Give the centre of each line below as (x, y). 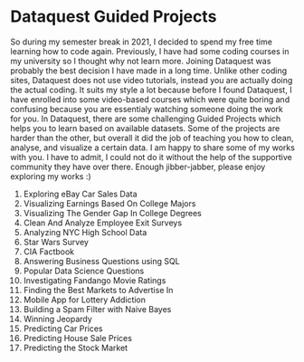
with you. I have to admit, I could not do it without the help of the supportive (151, 157)
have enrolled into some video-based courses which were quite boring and (150, 99)
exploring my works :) (51, 176)
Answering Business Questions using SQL (101, 261)
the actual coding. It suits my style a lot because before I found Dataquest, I (151, 90)
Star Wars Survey (56, 242)
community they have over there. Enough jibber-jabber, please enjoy (138, 167)
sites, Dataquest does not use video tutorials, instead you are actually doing (152, 80)
